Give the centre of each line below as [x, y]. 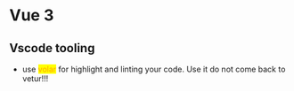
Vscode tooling [52, 48]
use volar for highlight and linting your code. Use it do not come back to [154, 69]
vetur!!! [35, 79]
